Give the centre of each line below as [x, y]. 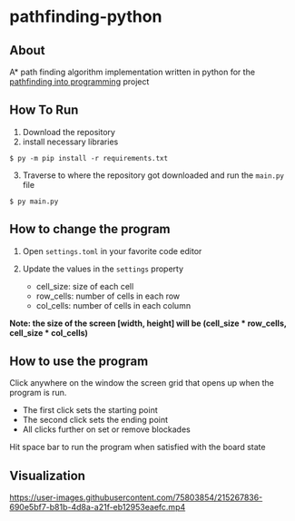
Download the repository [69, 132]
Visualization [48, 475]
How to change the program [90, 229]
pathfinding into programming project [79, 82]
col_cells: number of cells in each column [113, 305]
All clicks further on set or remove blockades [106, 429]
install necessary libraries [70, 142]
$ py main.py [34, 202]
